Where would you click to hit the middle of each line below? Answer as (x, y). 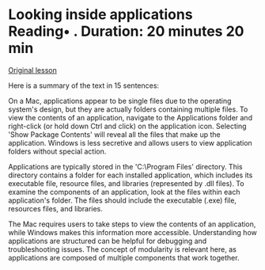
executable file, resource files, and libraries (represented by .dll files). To (126, 183)
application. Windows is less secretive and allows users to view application (131, 143)
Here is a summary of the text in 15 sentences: (84, 86)
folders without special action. (57, 151)
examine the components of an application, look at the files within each (124, 192)
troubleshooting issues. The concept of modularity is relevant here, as (123, 249)
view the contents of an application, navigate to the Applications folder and (131, 117)
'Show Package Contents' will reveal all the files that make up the (114, 134)
